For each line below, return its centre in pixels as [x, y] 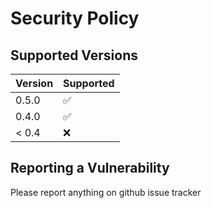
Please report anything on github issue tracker [106, 192]
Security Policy [75, 18]
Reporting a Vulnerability [90, 168]
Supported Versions [74, 55]
